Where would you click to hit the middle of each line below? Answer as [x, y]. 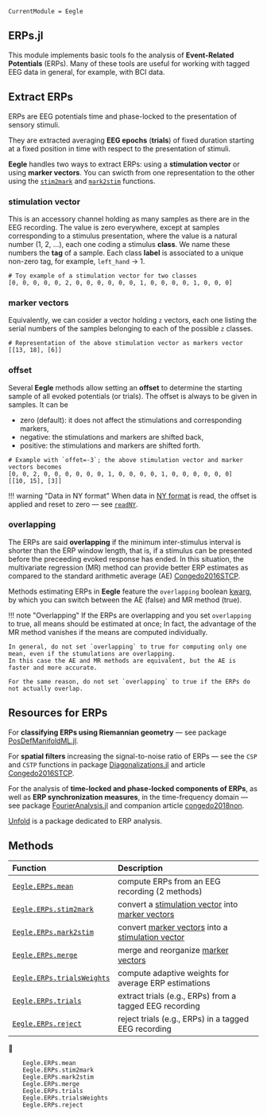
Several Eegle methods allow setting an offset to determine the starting [125, 387]
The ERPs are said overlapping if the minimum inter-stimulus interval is [125, 542]
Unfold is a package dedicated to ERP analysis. [85, 821]
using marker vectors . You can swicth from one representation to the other [132, 172]
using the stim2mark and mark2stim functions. [82, 181]
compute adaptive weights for [174, 974]
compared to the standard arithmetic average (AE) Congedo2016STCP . [124, 576]
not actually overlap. [46, 688]
